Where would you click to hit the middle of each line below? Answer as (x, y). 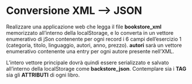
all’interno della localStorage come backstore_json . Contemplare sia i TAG (96, 68)
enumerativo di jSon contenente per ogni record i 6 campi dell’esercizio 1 (94, 39)
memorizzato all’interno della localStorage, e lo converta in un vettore (90, 32)
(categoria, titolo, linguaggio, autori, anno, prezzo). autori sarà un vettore (94, 45)
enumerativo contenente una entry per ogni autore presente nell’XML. (90, 51)
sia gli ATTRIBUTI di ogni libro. (43, 75)
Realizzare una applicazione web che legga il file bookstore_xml (84, 27)
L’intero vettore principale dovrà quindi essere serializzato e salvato (88, 63)
